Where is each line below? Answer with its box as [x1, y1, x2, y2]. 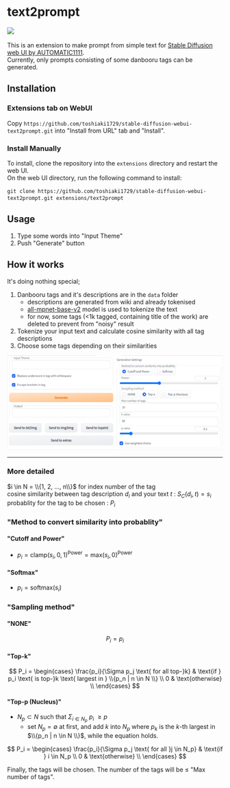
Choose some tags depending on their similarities [16, 341, 157, 350]
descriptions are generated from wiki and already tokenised [27, 297, 196, 306]
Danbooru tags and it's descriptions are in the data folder [16, 290, 179, 299]
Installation [7, 83, 56, 95]
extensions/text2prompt [55, 194, 125, 201]
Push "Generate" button [16, 238, 85, 247]
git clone [7, 188, 36, 194]
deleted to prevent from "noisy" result [27, 319, 134, 328]
